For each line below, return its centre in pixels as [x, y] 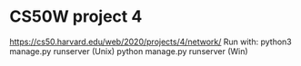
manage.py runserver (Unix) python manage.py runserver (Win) [129, 51]
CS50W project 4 [76, 17]
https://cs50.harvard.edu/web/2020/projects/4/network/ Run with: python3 [151, 42]
